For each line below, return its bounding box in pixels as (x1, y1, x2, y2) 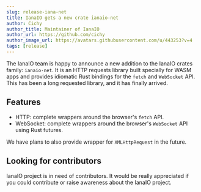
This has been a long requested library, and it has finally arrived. (6, 79, 168, 86)
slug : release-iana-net (6, 9, 67, 15)
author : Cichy (6, 20, 43, 26)
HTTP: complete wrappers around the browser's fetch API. (15, 113, 164, 120)
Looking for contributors (6, 156, 102, 166)
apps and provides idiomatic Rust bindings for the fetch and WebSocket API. (6, 73, 196, 80)
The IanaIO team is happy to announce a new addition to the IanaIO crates (6, 59, 193, 67)
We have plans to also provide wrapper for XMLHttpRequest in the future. (6, 138, 187, 146)
